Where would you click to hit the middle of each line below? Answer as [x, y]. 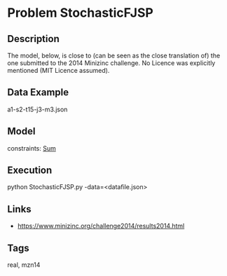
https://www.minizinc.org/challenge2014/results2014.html [101, 226]
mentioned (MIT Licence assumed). [59, 70]
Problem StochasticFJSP [81, 13]
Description [33, 39]
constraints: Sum [32, 148]
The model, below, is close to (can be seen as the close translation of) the [114, 55]
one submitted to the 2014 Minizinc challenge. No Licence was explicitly [111, 63]
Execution [30, 171]
